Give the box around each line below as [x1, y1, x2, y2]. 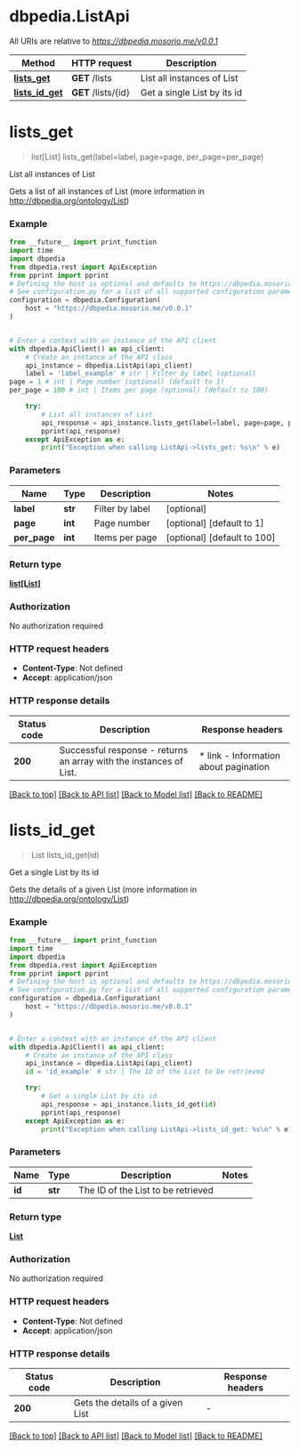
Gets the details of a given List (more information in [9, 884, 198, 895]
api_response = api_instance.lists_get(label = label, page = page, [41, 418, 285, 427]
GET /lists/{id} [71, 86, 131, 99]
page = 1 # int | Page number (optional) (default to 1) [9, 377, 225, 386]
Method [20, 56, 56, 69]
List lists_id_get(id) [30, 849, 100, 860]
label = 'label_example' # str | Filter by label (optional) [25, 369, 256, 378]
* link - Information [198, 749, 281, 762]
